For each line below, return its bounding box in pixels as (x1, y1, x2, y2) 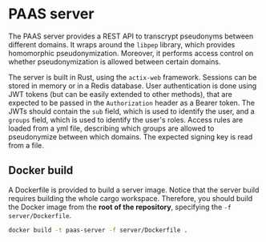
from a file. (8, 140, 44, 150)
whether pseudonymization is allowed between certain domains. (8, 57, 221, 67)
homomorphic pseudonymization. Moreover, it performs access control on (8, 48, 254, 58)
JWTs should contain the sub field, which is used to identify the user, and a (8, 106, 255, 116)
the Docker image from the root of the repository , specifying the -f (8, 202, 232, 212)
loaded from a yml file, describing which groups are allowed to (8, 123, 215, 133)
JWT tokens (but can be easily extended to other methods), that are (8, 89, 232, 99)
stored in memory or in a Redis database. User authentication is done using (8, 81, 257, 91)
